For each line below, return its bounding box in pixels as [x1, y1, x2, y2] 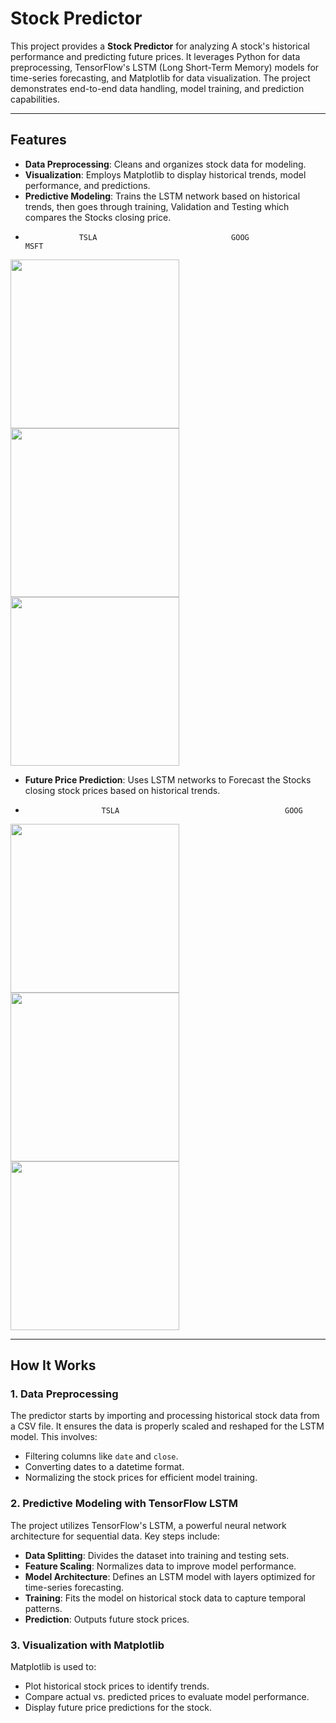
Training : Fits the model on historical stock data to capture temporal [24, 1592, 306, 1604]
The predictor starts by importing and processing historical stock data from [10, 1410, 320, 1422]
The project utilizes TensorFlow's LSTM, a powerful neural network [10, 1519, 287, 1531]
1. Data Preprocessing [10, 1387, 119, 1401]
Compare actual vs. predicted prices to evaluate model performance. [24, 1691, 310, 1703]
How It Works [10, 1357, 97, 1374]
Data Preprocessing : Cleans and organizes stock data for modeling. [24, 158, 307, 170]
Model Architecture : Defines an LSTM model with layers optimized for [24, 1570, 316, 1582]
